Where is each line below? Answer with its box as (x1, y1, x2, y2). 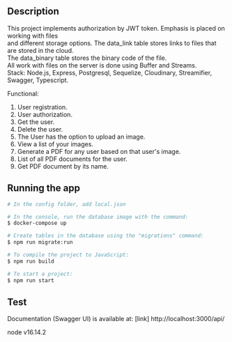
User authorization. (17, 110, 73, 118)
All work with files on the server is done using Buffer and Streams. (7, 61, 197, 69)
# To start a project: (7, 270, 73, 277)
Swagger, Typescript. (7, 76, 69, 84)
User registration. (17, 102, 68, 111)
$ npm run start (7, 277, 54, 284)
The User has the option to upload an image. (17, 132, 146, 141)
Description (7, 6, 59, 17)
